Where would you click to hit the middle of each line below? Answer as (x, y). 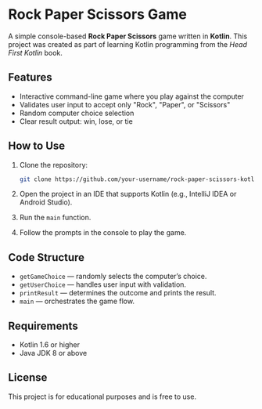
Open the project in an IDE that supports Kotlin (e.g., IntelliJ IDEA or (128, 194)
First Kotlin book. (35, 52)
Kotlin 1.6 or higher (50, 345)
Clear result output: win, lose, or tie (76, 121)
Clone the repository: (54, 165)
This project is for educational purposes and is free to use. (102, 396)
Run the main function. (55, 218)
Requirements (43, 326)
